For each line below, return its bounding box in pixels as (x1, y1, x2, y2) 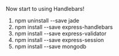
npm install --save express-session (14, 37, 104, 43)
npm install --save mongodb (14, 43, 86, 50)
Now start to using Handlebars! (6, 5, 85, 12)
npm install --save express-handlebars (14, 24, 113, 30)
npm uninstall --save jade (14, 17, 80, 24)
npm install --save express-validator (14, 30, 107, 37)
